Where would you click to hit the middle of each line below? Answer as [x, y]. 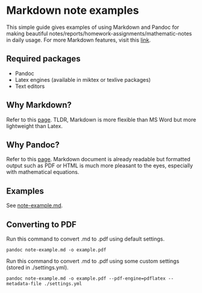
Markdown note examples [73, 11]
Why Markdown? [39, 105]
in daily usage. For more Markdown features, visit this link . [79, 40]
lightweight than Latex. [35, 126]
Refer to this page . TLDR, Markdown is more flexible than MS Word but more [101, 119]
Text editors [30, 86]
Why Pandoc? [33, 145]
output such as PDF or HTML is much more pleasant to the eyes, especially [99, 165]
